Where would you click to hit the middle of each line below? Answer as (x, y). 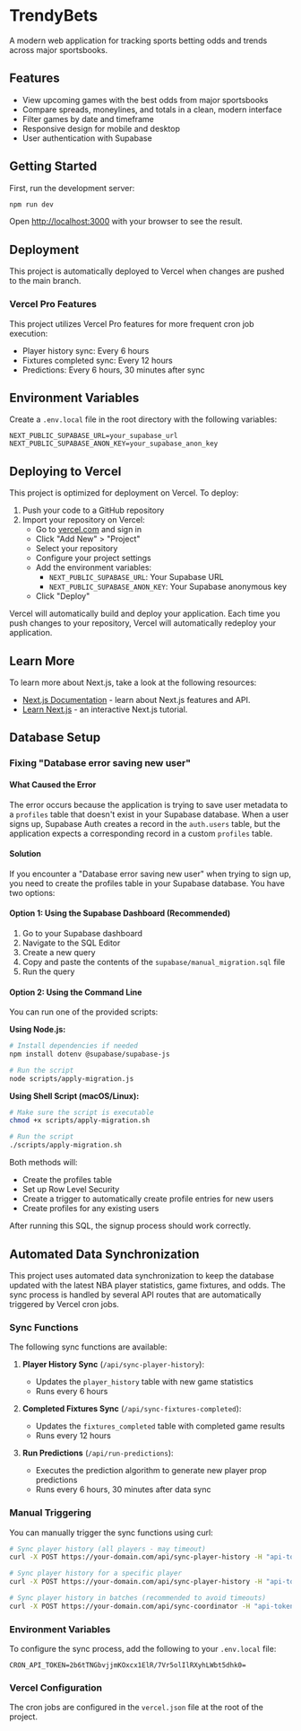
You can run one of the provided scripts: (84, 1012)
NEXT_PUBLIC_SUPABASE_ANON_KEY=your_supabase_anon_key (114, 444)
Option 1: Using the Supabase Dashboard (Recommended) (120, 913)
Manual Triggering (51, 1513)
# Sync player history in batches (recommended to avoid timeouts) (138, 1598)
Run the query (48, 971)
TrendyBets (54, 16)
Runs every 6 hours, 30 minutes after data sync (123, 1489)
